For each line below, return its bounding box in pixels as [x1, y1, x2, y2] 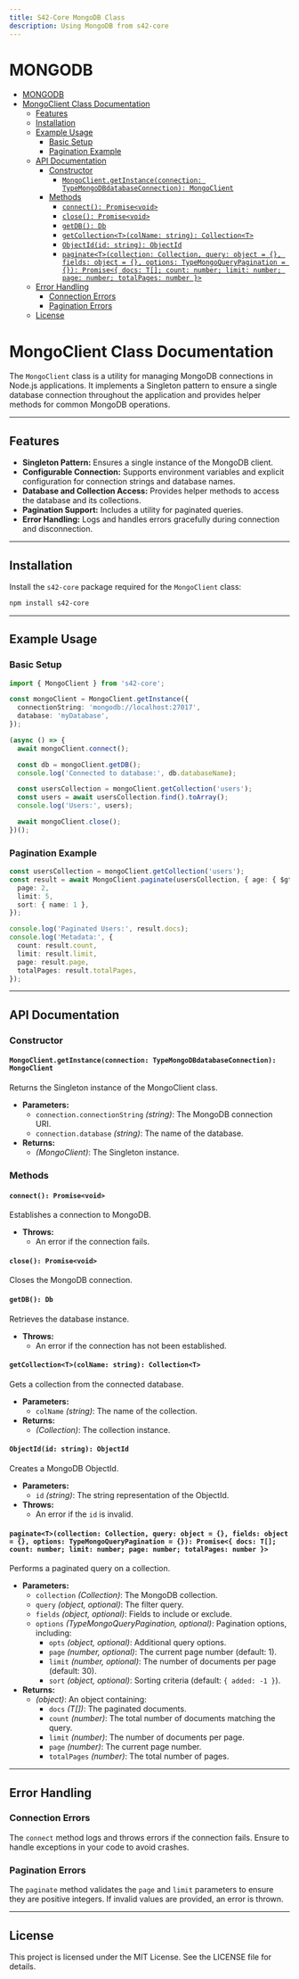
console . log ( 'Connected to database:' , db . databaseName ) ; [17, 768, 238, 777]
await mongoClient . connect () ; [17, 744, 129, 753]
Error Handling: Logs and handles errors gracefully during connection [21, 514, 280, 525]
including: [35, 1627, 72, 1638]
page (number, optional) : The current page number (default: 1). [48, 1647, 278, 1658]
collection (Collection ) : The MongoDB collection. [35, 1590, 218, 1601]
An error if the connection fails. [35, 1237, 149, 1247]
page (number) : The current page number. [48, 1742, 202, 1752]
